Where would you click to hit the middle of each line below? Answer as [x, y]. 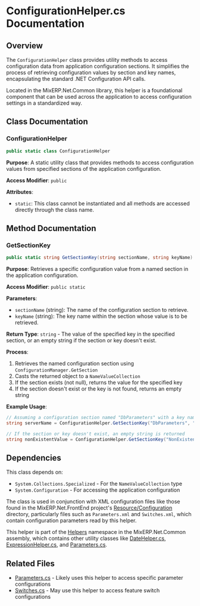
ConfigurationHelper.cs [66, 11]
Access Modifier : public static [46, 287]
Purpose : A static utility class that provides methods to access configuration [100, 163]
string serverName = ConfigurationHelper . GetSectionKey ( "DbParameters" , [98, 423]
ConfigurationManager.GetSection [56, 370]
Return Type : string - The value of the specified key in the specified [90, 334]
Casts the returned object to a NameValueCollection [78, 376]
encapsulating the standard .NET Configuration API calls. [76, 79]
